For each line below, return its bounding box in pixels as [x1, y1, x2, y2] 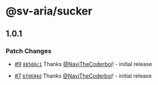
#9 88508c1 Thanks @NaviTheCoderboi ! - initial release [14, 60, 153, 67]
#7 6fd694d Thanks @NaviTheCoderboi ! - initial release [14, 72, 152, 80]
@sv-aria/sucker [5, 4, 93, 18]
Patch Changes [5, 47, 52, 55]
